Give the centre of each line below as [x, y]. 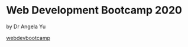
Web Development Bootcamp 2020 [94, 10]
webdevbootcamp [28, 38]
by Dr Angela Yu [26, 26]
